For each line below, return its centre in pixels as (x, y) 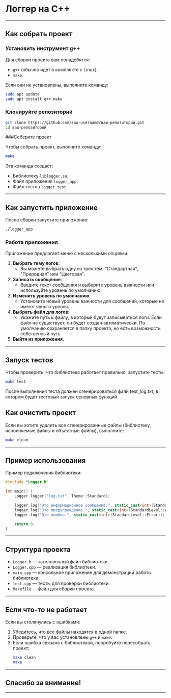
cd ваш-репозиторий (26, 127)
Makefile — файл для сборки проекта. (54, 589)
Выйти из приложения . (38, 339)
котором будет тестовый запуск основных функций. (62, 396)
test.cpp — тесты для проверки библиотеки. (61, 583)
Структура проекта (38, 549)
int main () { (19, 491)
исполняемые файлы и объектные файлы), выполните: (65, 430)
